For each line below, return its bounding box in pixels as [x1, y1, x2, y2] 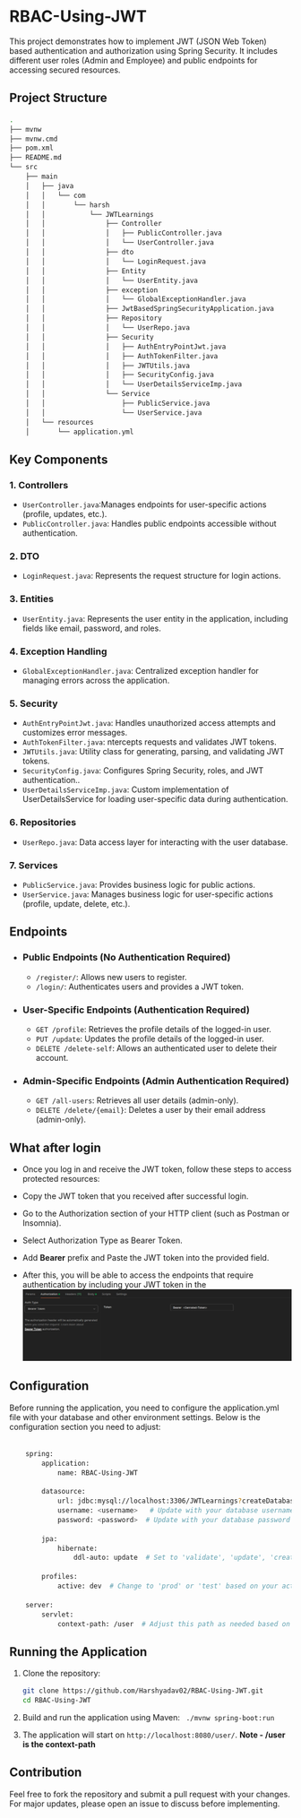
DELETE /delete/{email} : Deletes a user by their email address [35, 1105, 266, 1116]
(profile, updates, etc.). [21, 509, 107, 520]
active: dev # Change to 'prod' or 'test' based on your [56, 1581, 279, 1591]
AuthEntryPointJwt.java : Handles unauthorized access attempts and [21, 718, 276, 728]
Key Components [9, 452, 108, 467]
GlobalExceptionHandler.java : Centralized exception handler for [21, 666, 260, 676]
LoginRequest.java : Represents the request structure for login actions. [21, 571, 281, 582]
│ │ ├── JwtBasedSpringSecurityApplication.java [25, 305, 275, 314]
